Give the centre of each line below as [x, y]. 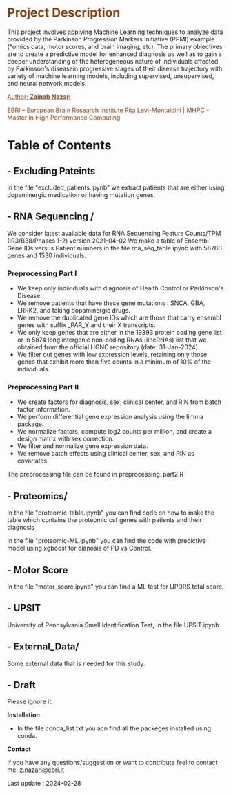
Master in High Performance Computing [64, 117]
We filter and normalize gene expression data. [82, 446]
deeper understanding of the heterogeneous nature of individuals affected [113, 61]
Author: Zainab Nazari [39, 96]
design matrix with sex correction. [66, 439]
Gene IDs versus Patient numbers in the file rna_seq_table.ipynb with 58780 [115, 248]
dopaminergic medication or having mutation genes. [81, 194]
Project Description [64, 13]
